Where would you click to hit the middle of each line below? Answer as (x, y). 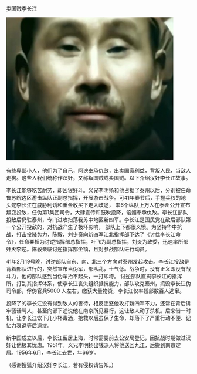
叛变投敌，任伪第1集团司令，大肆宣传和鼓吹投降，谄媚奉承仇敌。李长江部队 (97, 212)
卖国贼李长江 (21, 9)
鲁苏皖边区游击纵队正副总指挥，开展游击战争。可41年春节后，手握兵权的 (94, 198)
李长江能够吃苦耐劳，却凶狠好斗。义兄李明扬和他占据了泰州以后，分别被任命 (98, 190)
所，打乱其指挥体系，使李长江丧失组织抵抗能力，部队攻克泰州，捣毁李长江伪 (98, 283)
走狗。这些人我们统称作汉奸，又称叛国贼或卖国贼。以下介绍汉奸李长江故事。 (98, 178)
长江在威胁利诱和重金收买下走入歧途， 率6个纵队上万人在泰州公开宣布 (106, 205)
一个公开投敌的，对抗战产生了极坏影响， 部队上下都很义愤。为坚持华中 (91, 227)
